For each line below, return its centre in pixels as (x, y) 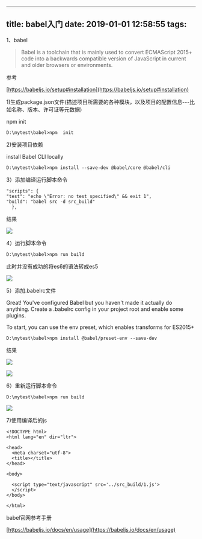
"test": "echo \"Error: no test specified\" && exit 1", (79, 196)
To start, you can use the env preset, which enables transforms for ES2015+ (100, 327)
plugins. (16, 315)
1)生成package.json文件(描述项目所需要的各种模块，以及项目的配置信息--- (98, 102)
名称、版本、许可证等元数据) (47, 109)
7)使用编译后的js (26, 420)
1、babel (17, 40)
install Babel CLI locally (35, 156)
